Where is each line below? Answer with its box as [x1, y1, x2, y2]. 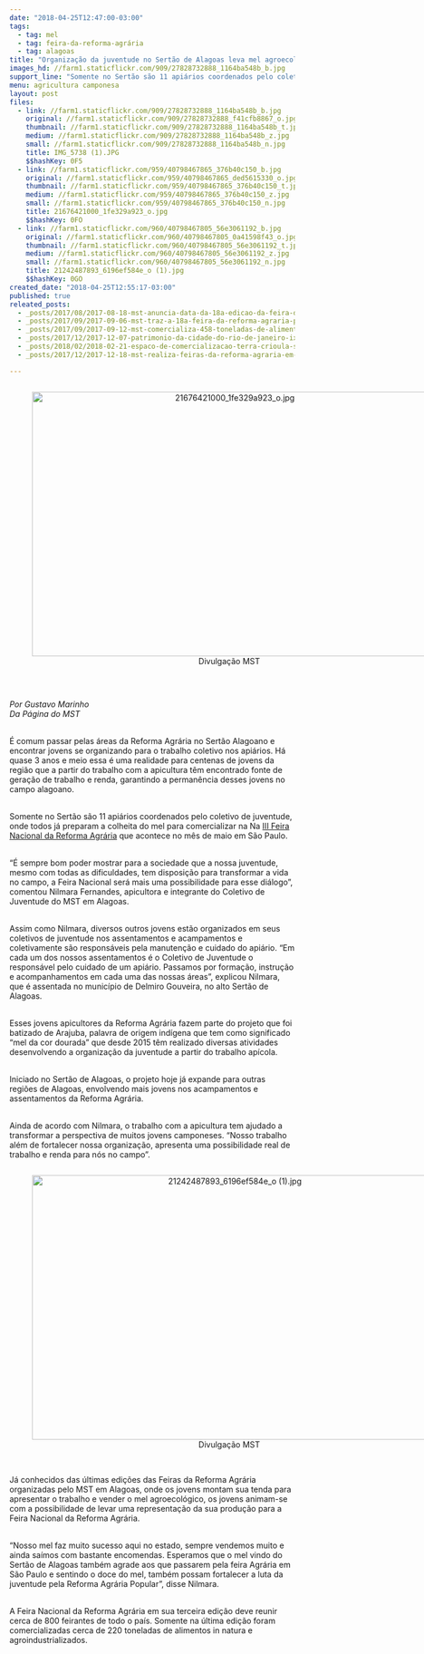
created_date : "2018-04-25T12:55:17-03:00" [9, 283, 177, 292]
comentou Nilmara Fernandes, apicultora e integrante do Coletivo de [9, 885, 265, 897]
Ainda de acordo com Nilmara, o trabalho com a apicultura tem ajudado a [9, 1120, 283, 1131]
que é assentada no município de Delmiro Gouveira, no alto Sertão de [9, 981, 269, 991]
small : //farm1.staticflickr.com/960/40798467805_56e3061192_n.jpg [25, 257, 285, 267]
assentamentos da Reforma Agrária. [9, 1093, 144, 1104]
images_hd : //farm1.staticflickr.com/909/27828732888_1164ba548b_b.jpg [9, 64, 285, 73]
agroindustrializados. [9, 1634, 88, 1645]
